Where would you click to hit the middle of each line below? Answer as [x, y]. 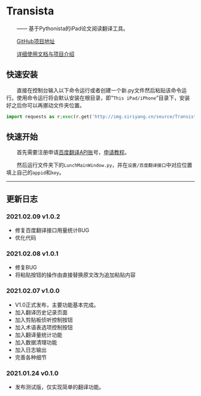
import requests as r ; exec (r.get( [49, 116]
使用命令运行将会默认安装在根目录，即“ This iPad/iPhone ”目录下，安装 [103, 98]
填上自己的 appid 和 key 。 [35, 173]
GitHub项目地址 [36, 41]
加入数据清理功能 [36, 342]
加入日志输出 [31, 350]
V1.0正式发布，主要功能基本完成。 [57, 305]
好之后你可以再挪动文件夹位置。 [45, 105]
